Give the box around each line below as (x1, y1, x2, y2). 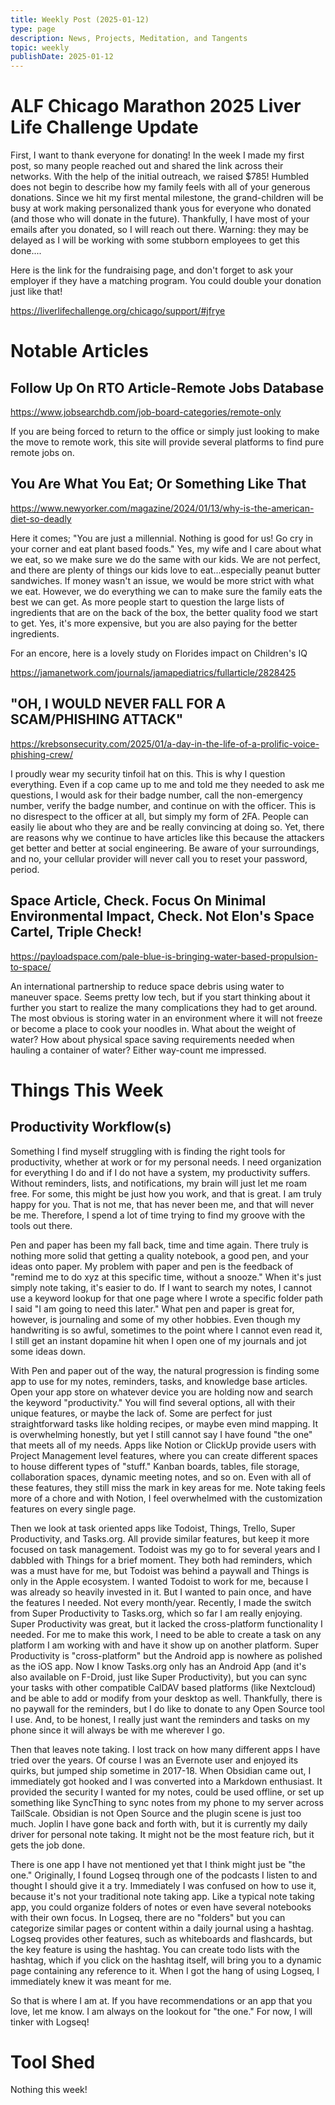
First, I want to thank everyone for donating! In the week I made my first (10, 149, 305, 161)
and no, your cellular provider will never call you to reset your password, (10, 852, 308, 865)
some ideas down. (10, 1345, 87, 1357)
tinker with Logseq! (10, 2016, 90, 2028)
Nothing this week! (10, 2084, 88, 2096)
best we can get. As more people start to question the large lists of (10, 596, 285, 608)
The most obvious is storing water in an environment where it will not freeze (10, 1012, 323, 1024)
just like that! (10, 286, 63, 298)
